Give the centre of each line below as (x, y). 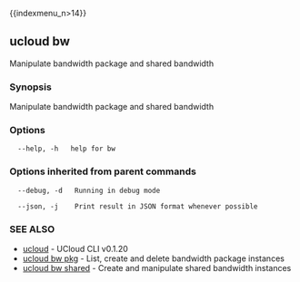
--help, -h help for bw (67, 149)
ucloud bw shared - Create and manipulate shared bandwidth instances (157, 268)
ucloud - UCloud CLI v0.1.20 (75, 249)
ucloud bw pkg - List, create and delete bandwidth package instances (153, 258)
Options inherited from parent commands (103, 171)
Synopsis (30, 87)
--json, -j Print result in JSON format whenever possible (138, 206)
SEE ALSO (32, 229)
